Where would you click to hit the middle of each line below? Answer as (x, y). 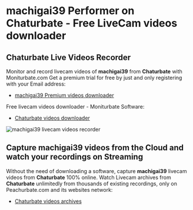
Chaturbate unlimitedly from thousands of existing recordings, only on (92, 184)
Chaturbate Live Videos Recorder (69, 57)
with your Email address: (36, 84)
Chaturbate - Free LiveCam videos (92, 23)
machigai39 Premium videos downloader (64, 95)
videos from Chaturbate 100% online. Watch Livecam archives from (89, 177)
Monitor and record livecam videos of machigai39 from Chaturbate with (94, 71)
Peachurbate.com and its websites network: (59, 189)
